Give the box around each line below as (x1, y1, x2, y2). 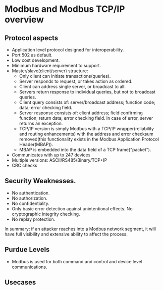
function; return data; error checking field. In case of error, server (19, 115, 153, 121)
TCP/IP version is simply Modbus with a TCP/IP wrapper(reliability (19, 126, 154, 132)
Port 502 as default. (11, 52, 53, 58)
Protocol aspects (4, 34, 58, 42)
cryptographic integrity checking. (11, 211, 80, 217)
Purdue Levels (4, 245, 50, 254)
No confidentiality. (11, 200, 50, 206)
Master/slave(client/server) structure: (11, 68, 88, 74)
